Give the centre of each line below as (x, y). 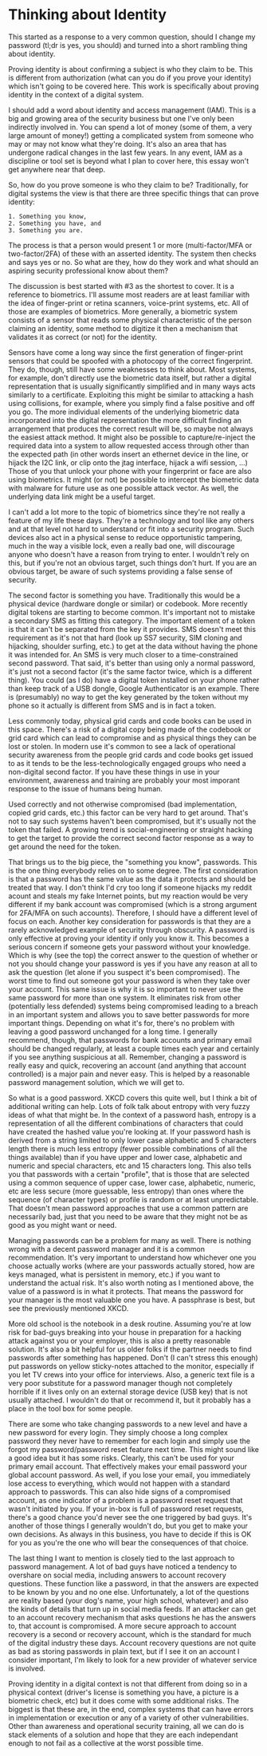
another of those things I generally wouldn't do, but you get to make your (128, 1525)
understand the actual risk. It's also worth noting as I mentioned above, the (131, 1283)
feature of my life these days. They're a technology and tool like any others (132, 520)
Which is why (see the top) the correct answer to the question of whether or (133, 955)
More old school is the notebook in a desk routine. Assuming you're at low (130, 1324)
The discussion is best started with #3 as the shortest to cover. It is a (122, 286)
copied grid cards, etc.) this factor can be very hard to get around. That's (128, 812)
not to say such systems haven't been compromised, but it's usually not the (132, 821)
